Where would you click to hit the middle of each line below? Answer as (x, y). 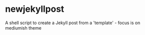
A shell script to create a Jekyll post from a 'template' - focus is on (73, 23)
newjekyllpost (35, 9)
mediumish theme (23, 28)
